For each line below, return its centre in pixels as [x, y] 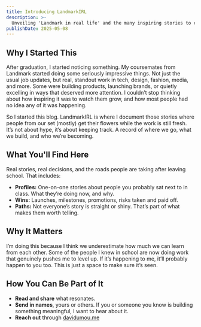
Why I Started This [42, 52]
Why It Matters [34, 231]
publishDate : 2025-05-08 [37, 28]
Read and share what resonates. [55, 298]
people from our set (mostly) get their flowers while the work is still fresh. [97, 123]
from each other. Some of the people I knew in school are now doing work [98, 252]
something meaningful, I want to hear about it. [71, 311]
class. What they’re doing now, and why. [65, 193]
